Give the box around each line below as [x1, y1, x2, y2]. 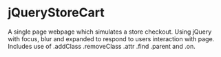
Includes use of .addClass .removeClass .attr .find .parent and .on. [8, 42, 196, 50]
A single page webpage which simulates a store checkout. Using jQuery [8, 27, 212, 36]
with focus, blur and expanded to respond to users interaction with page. [8, 34, 215, 43]
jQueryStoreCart [8, 5, 105, 21]
